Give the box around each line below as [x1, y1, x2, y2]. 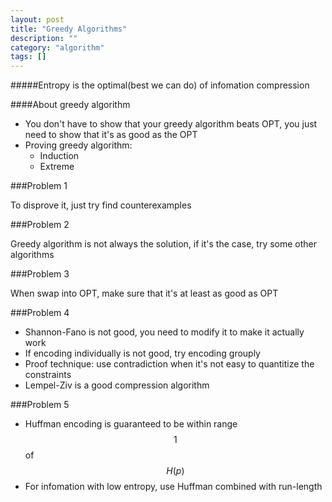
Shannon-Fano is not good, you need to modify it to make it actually [24, 326, 305, 338]
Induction [39, 150, 80, 162]
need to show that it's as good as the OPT [24, 129, 198, 141]
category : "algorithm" [10, 42, 105, 53]
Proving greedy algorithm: [24, 139, 133, 151]
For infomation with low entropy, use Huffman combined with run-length [24, 481, 323, 493]
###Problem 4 [10, 307, 70, 319]
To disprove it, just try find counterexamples [10, 199, 192, 211]
